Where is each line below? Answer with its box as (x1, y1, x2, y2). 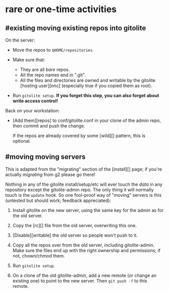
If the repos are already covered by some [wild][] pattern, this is (12, 133, 145, 139)
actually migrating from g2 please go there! (5, 171, 95, 178)
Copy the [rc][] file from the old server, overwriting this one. (12, 222, 137, 228)
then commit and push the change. (12, 123, 86, 129)
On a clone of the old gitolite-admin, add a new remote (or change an (12, 272, 156, 278)
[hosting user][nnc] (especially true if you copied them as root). (20, 82, 152, 89)
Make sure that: (12, 57, 45, 63)
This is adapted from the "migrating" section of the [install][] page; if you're (5, 166, 162, 172)
